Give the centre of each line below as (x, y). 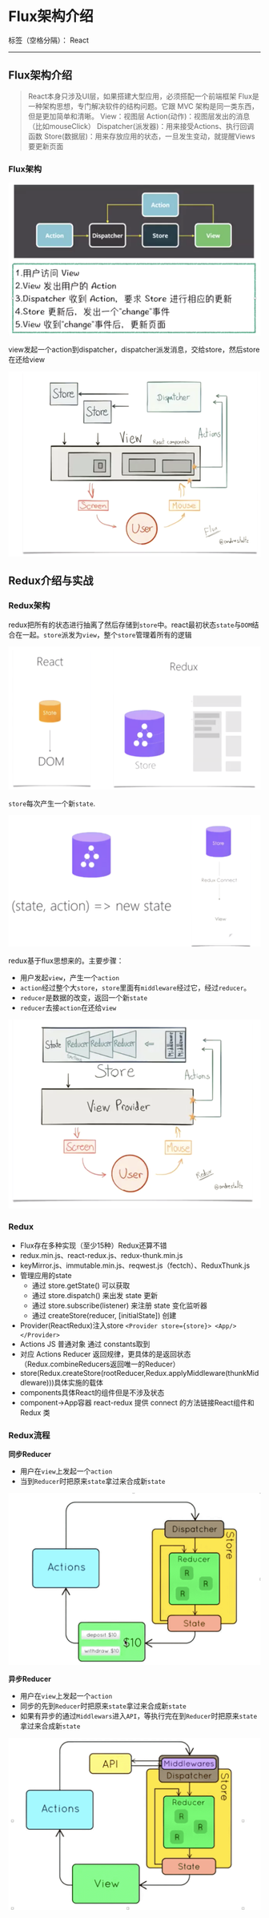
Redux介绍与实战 (51, 581)
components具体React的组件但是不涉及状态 (92, 1392)
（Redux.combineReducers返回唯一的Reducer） (100, 1364)
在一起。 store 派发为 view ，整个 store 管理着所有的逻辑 (103, 634)
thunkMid (243, 1373)
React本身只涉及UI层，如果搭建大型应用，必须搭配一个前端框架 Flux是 (144, 96)
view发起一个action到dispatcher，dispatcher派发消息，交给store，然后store (134, 350)
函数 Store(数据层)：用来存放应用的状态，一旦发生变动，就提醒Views (141, 136)
